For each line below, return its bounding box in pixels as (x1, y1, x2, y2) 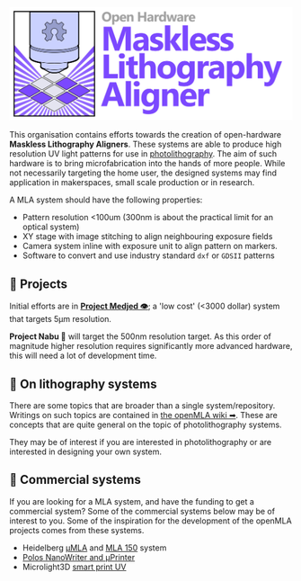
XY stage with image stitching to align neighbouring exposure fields (22, 231, 273, 242)
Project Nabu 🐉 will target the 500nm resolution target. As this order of (9, 331, 271, 342)
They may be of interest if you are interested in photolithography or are (9, 436, 272, 447)
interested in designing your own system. (9, 446, 162, 457)
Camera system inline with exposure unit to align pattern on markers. (22, 241, 279, 252)
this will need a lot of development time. (9, 350, 157, 362)
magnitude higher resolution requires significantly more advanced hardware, (9, 341, 293, 352)
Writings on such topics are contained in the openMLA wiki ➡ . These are (9, 409, 279, 420)
